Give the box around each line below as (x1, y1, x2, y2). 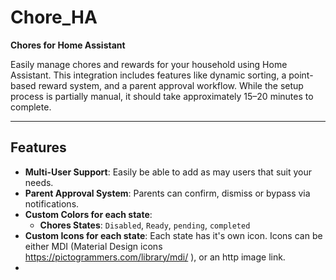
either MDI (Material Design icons (24, 240, 163, 252)
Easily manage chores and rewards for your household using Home (10, 58, 288, 70)
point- (288, 69, 314, 81)
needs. (24, 176, 54, 188)
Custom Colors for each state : (24, 208, 153, 220)
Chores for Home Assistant (10, 39, 126, 51)
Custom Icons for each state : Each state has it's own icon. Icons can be (24, 229, 323, 241)
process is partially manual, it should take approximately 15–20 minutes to (10, 90, 314, 102)
